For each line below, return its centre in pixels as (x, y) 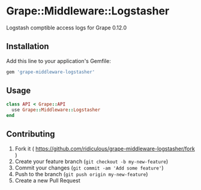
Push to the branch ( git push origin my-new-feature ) (81, 174)
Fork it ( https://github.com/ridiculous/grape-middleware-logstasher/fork (105, 149)
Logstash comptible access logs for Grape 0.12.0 (67, 28)
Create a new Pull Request (48, 180)
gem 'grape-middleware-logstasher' (51, 72)
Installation (28, 46)
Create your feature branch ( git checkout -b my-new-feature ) (91, 161)
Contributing (31, 134)
